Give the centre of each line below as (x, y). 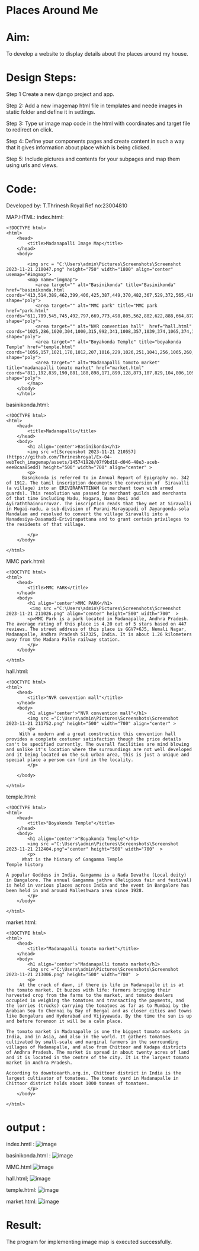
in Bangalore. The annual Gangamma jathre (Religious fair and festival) (99, 880)
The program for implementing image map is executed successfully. (89, 1242)
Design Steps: (41, 78)
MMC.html (19, 1167)
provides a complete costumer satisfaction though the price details (94, 739)
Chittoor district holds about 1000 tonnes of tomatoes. (78, 1083)
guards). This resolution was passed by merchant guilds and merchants (96, 493)
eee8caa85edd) (24, 467)
